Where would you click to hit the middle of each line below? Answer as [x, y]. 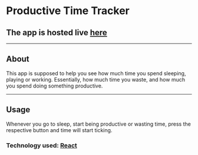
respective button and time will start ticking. [59, 130]
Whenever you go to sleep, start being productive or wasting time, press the [99, 124]
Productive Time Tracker [68, 11]
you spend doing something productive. [55, 86]
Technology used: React [42, 145]
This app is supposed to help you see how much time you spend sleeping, [96, 73]
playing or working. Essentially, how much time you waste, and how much [96, 79]
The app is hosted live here [57, 33]
